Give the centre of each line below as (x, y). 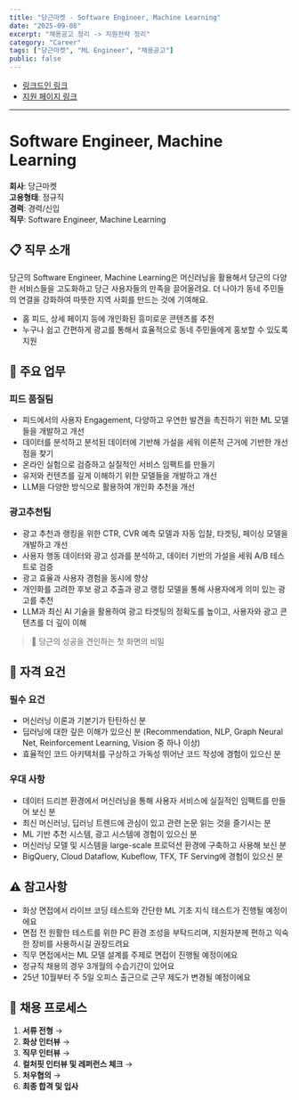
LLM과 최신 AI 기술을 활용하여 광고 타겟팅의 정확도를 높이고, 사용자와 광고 (150, 611)
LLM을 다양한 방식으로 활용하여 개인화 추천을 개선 (109, 487)
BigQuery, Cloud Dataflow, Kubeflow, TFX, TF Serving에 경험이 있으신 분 (152, 856)
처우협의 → (41, 1075)
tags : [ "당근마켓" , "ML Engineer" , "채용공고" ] (92, 51)
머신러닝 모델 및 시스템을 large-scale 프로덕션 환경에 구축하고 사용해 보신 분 (154, 845)
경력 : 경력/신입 (35, 208)
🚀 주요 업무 (38, 372)
